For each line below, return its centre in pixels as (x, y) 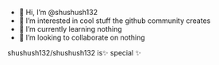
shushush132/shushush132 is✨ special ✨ (75, 53)
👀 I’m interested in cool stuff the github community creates (115, 21)
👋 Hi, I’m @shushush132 (58, 12)
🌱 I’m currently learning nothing (70, 29)
